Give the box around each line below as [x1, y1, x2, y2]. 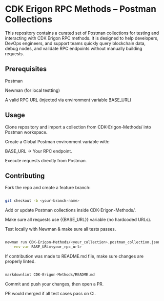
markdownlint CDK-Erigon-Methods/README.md [5, 272, 95, 277]
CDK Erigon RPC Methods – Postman [5, 3, 157, 15]
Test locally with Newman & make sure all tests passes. [5, 226, 116, 232]
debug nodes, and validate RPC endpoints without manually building [5, 45, 143, 51]
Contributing [5, 172, 45, 180]
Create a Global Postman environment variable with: [5, 138, 110, 145]
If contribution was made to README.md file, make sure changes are [5, 253, 144, 259]
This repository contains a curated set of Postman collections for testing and [5, 30, 159, 36]
